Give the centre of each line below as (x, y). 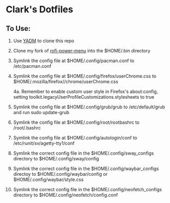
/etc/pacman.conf (32, 66)
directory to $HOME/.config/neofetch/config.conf (66, 195)
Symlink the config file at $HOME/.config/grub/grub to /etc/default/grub (89, 107)
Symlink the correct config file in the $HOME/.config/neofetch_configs (88, 189)
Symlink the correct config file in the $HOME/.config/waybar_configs (86, 169)
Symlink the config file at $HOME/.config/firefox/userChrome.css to (85, 76)
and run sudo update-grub (41, 112)
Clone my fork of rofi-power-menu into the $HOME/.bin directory (82, 51)
